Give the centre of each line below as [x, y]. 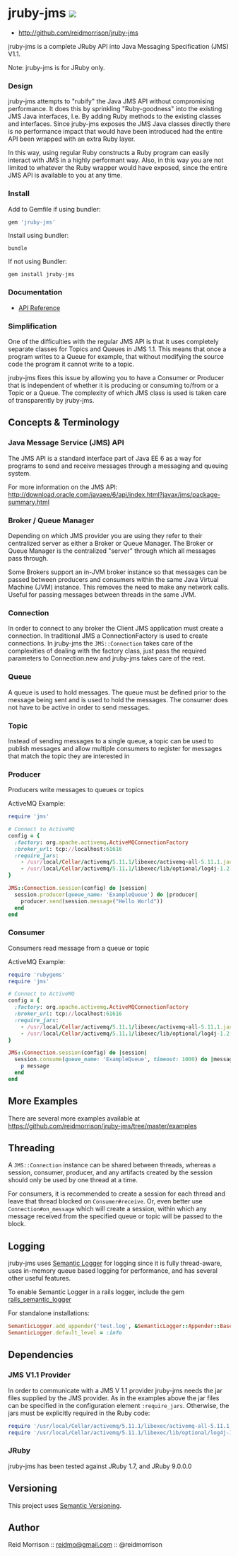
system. [19, 473]
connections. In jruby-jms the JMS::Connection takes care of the [101, 643]
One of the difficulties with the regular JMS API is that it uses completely [113, 342]
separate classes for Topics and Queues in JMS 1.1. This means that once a [117, 349]
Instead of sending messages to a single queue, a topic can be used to [111, 740]
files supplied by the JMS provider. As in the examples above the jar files [114, 1398]
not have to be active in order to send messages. [79, 707]
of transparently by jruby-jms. [51, 400]
